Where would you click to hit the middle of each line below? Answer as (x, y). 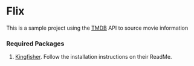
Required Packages (35, 44)
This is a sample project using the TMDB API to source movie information (97, 28)
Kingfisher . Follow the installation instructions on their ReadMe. (93, 57)
